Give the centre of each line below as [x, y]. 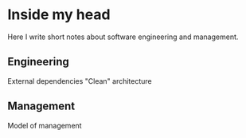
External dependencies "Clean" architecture [80, 81]
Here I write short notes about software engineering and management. [123, 37]
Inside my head [59, 15]
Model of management [45, 125]
